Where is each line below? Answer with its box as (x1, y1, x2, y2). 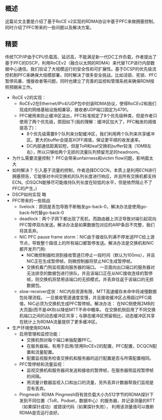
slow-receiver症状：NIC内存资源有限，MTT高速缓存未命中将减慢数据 (19, 288, 157, 294)
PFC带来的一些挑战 (12, 197, 51, 203)
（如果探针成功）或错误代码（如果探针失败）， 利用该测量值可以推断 (19, 404, 154, 409)
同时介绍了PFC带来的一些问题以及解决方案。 (5, 24, 94, 30)
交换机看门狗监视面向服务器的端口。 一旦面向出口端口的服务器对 (26, 264, 155, 270)
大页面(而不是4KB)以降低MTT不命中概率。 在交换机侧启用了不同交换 (19, 307, 156, 312)
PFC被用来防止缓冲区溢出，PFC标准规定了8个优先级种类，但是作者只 (19, 113, 158, 118)
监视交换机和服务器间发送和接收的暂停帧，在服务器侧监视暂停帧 (26, 367, 154, 373)
